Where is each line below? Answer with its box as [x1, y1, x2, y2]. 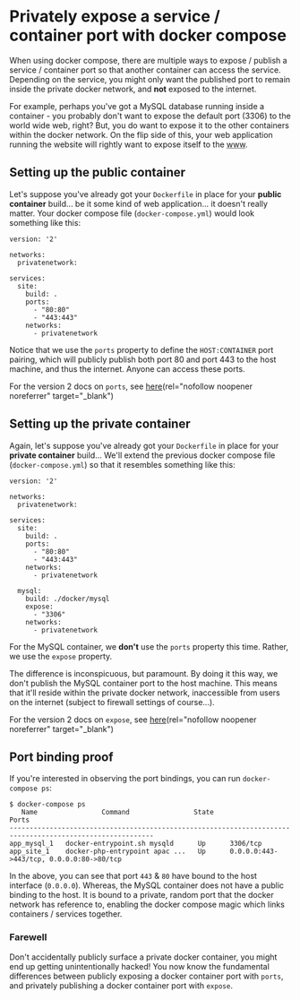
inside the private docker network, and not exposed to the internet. [9, 83, 257, 94]
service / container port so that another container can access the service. [9, 65, 281, 75]
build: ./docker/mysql [25, 594, 110, 603]
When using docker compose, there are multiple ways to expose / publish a [9, 55, 288, 65]
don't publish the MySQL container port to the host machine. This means [9, 677, 278, 688]
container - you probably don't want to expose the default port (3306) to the [9, 110, 291, 121]
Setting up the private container [9, 417, 191, 432]
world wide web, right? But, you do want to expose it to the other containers [9, 119, 289, 131]
